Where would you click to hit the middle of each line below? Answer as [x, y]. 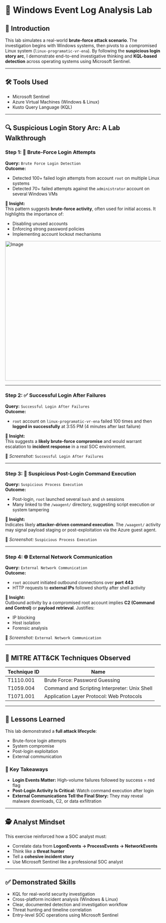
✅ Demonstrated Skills [41, 882]
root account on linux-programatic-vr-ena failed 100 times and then [82, 421]
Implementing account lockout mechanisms [57, 234]
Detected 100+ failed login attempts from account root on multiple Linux [86, 178]
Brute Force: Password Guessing [82, 680]
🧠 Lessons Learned [35, 719]
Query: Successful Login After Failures [47, 406]
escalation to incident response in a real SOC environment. [66, 446]
